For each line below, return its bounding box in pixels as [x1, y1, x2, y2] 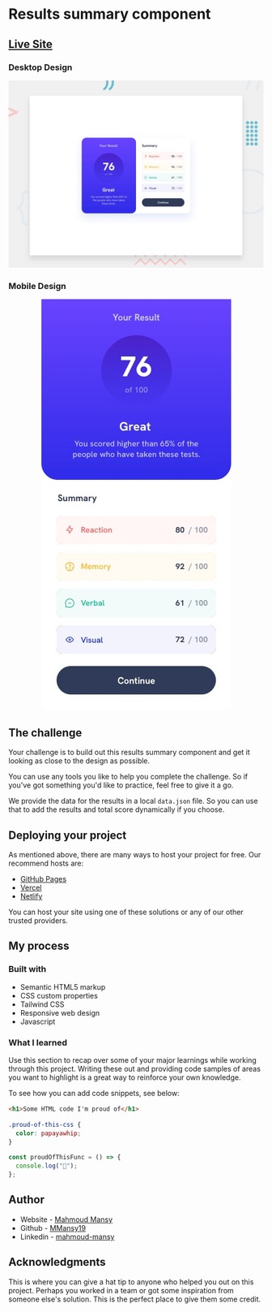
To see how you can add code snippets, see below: [8, 1088, 180, 1098]
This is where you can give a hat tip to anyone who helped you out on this [8, 1276, 254, 1287]
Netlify [19, 891, 43, 901]
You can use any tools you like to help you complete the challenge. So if [8, 772, 249, 782]
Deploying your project [8, 828, 127, 842]
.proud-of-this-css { [8, 1120, 82, 1129]
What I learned [8, 1037, 67, 1048]
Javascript [19, 1016, 56, 1026]
